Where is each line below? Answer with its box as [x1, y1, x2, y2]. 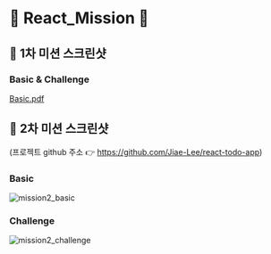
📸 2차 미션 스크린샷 [9, 121, 109, 136]
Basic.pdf [9, 93, 45, 103]
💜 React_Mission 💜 [9, 8, 149, 29]
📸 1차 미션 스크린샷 [9, 45, 106, 61]
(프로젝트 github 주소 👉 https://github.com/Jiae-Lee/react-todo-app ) [9, 146, 263, 157]
